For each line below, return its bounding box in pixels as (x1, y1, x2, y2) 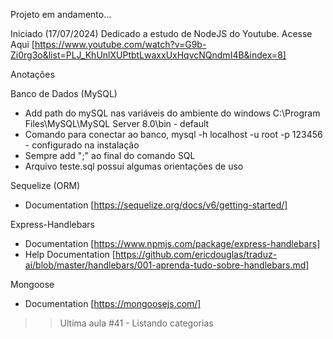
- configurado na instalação (24, 139, 140, 151)
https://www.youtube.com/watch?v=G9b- (34, 39, 207, 50)
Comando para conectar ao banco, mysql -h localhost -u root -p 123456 (24, 129, 323, 140)
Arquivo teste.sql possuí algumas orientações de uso (24, 160, 244, 172)
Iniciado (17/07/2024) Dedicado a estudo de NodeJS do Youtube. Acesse (10, 28, 313, 39)
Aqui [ (10, 39, 35, 50)
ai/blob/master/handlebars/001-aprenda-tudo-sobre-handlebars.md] (24, 259, 310, 271)
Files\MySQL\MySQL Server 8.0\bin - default (24, 118, 210, 129)
